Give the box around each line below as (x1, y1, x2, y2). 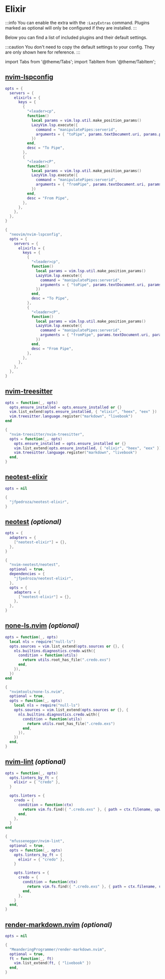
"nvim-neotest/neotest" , (9, 562, 60, 567)
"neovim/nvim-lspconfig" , (9, 232, 63, 237)
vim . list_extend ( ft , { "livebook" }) (14, 961, 91, 966)
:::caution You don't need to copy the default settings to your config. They (5, 44, 155, 50)
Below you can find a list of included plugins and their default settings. (5, 34, 147, 40)
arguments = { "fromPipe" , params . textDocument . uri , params (36, 182, 162, 187)
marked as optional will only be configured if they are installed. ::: (5, 25, 137, 30)
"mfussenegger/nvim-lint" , (9, 839, 65, 844)
